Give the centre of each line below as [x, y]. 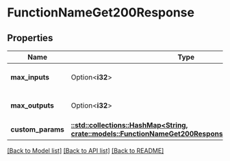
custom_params [38, 129]
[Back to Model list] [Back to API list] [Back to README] [86, 151]
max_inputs [30, 77]
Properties [30, 38]
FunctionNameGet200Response [101, 13]
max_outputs [33, 106]
